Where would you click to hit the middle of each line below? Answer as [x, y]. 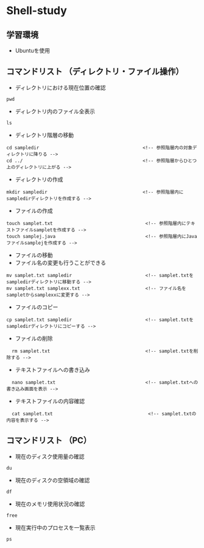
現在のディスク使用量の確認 [50, 456]
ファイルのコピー [37, 307]
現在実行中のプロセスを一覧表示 [55, 527]
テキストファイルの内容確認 [50, 401]
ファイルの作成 [34, 210]
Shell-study [37, 11]
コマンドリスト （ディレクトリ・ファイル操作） [95, 72]
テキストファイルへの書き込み [52, 369]
